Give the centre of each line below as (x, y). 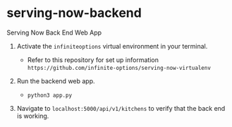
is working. (33, 116)
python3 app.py (49, 95)
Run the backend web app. (56, 81)
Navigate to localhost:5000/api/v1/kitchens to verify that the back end (121, 108)
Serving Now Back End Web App (54, 32)
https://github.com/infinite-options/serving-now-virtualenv (119, 68)
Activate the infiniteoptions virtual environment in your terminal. (112, 46)
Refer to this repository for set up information (93, 60)
